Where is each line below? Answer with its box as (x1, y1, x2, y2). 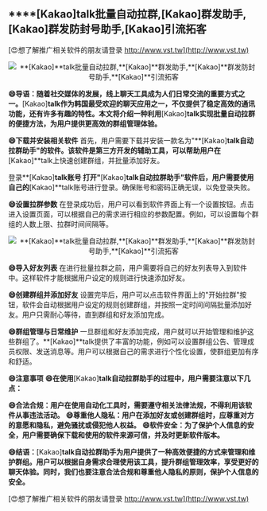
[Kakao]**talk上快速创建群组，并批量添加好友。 (8, 155, 164, 165)
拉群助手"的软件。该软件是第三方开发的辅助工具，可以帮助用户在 (8, 146, 221, 155)
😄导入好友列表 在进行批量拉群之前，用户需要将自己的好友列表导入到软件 (8, 263, 248, 272)
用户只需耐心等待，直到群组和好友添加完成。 (21, 310, 168, 319)
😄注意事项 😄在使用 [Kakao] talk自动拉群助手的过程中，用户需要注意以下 (8, 373, 244, 383)
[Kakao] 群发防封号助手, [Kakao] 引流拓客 (8, 22, 207, 36)
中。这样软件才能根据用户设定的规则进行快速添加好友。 (8, 273, 189, 283)
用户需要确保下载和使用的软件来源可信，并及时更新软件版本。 (21, 430, 224, 439)
